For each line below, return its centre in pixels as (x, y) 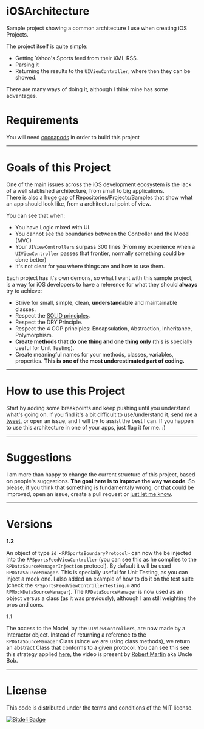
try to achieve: (24, 291)
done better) (31, 259)
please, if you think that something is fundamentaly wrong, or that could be (100, 487)
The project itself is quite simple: (47, 46)
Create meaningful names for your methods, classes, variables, (94, 354)
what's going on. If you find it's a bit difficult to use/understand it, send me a (102, 414)
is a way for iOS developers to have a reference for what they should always (102, 284)
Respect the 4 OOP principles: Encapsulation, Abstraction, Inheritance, (104, 328)
